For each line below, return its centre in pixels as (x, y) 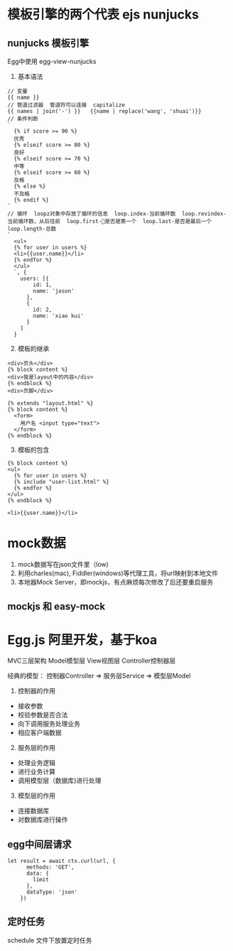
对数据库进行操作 (43, 820)
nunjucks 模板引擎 (48, 43)
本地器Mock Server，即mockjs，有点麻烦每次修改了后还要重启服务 (115, 582)
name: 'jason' (54, 291)
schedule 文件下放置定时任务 (50, 940)
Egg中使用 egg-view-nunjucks (52, 61)
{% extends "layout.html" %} (50, 403)
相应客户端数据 (39, 733)
